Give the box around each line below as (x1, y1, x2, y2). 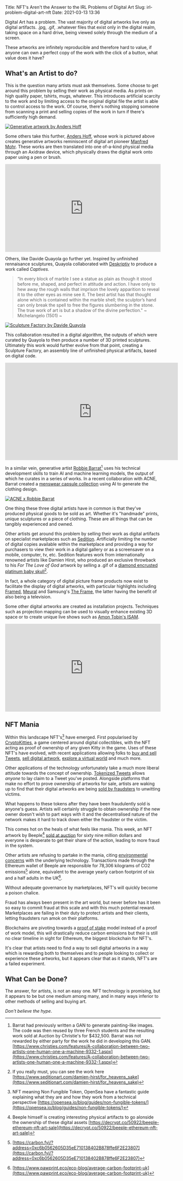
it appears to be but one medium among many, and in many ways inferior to (5, 993, 159, 999)
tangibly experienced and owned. (5, 521, 73, 527)
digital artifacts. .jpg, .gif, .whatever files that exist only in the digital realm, (5, 24, 156, 30)
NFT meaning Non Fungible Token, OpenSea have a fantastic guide (12, 1089, 149, 1095)
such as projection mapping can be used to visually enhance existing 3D (5, 608, 152, 614)
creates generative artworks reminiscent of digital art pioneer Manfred (5, 138, 148, 144)
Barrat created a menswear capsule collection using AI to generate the (5, 481, 149, 487)
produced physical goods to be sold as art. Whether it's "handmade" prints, (5, 510, 159, 516)
